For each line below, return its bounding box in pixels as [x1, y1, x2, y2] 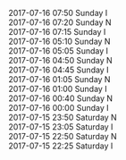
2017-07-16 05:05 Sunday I [8, 46, 109, 56]
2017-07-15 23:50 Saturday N [8, 112, 117, 122]
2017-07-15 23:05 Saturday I [8, 122, 113, 132]
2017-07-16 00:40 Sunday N [8, 93, 113, 104]
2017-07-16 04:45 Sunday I [8, 64, 109, 75]
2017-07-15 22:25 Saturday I [8, 140, 113, 151]
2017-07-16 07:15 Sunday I [8, 27, 106, 37]
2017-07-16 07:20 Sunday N [8, 17, 113, 28]
